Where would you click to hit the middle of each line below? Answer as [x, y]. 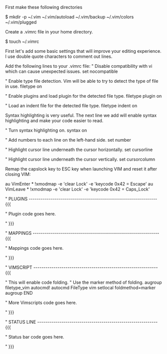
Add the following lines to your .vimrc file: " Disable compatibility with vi [79, 66]
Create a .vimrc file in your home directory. [49, 32]
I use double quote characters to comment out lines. [59, 56]
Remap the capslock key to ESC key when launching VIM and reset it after [81, 169]
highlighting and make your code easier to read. [54, 121]
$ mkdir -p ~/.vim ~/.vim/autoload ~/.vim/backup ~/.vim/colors [70, 17]
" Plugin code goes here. [31, 214]
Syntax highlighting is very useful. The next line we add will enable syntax [81, 115]
